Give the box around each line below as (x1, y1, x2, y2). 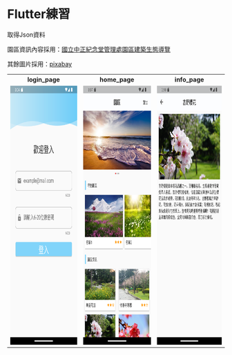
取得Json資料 (7, 30, 46, 39)
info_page (175, 75, 204, 84)
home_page (99, 75, 135, 84)
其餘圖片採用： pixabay (7, 59, 72, 68)
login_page (27, 75, 60, 84)
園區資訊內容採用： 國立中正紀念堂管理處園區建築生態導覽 (7, 45, 171, 53)
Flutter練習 (7, 6, 70, 22)
